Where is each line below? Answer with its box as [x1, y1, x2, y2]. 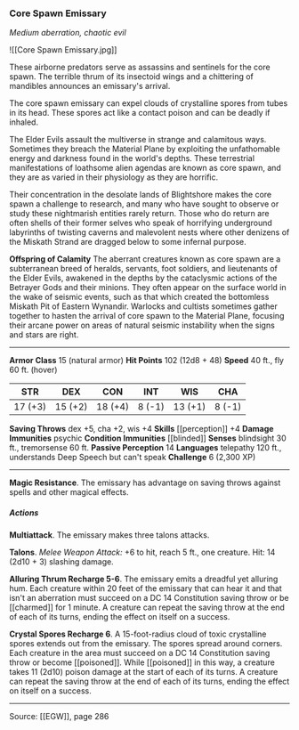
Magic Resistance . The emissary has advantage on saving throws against [9, 477, 281, 488]
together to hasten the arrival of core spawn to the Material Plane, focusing [9, 311, 285, 321]
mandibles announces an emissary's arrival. [9, 81, 171, 92]
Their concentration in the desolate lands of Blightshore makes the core [9, 190, 272, 200]
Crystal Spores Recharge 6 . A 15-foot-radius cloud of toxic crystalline [9, 629, 267, 639]
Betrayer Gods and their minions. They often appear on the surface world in [9, 282, 287, 293]
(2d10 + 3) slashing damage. [9, 556, 114, 567]
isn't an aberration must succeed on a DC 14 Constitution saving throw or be [9, 593, 289, 604]
